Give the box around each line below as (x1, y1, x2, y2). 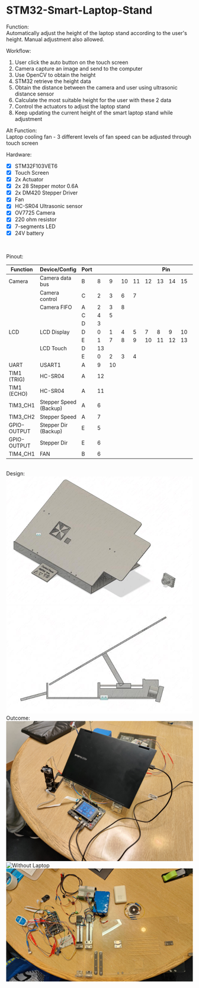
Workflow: (6, 47, 31, 54)
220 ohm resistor (14, 216, 57, 223)
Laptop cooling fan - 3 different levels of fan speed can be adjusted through (6, 133, 191, 140)
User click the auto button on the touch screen (14, 59, 129, 66)
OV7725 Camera (14, 209, 56, 216)
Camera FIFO (40, 303, 72, 311)
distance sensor (14, 90, 54, 97)
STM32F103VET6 (14, 162, 58, 170)
